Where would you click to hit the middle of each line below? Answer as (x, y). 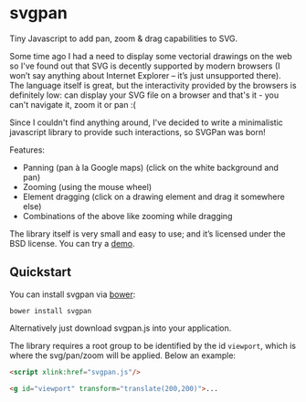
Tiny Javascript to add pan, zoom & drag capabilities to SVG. (124, 38)
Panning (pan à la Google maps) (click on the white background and (150, 167)
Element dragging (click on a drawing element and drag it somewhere (153, 196)
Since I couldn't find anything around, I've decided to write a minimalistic (146, 122)
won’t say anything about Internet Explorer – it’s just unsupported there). (145, 75)
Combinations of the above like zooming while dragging (127, 216)
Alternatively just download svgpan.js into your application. (121, 328)
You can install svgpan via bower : (73, 294)
